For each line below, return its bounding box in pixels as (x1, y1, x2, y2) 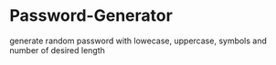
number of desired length (9, 44, 105, 55)
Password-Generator (9, 5, 174, 26)
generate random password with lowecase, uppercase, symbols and (9, 35, 268, 46)
